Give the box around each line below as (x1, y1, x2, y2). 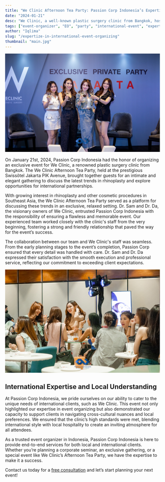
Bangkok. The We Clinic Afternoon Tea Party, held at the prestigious (5, 167, 143, 173)
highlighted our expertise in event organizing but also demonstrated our (5, 406, 151, 412)
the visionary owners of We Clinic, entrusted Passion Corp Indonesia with (5, 208, 154, 214)
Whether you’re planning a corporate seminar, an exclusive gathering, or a (5, 447, 155, 453)
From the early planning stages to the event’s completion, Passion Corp (5, 244, 150, 250)
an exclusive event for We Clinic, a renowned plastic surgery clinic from (5, 162, 150, 168)
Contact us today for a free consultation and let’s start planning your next (5, 467, 153, 473)
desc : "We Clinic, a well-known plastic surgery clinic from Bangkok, (5, 18, 153, 23)
